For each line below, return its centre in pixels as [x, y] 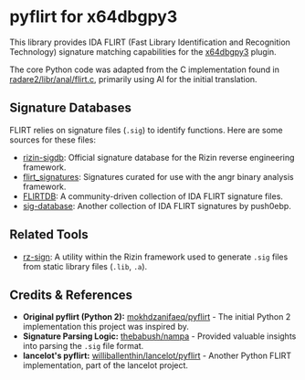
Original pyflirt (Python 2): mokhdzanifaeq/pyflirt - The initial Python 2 [157, 317]
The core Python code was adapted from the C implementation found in [145, 69]
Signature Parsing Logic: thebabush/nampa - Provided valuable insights [159, 336]
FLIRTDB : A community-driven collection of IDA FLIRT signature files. [152, 196]
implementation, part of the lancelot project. [105, 365]
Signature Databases [71, 108]
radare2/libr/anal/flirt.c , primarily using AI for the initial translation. [133, 79]
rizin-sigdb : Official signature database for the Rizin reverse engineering [158, 157]
